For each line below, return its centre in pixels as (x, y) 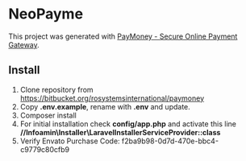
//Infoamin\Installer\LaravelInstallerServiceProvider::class (120, 132)
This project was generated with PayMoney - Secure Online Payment (123, 36)
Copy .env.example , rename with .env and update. (105, 106)
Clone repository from (57, 89)
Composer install (48, 115)
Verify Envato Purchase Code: (70, 141)
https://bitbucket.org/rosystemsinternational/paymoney (112, 98)
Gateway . (24, 44)
